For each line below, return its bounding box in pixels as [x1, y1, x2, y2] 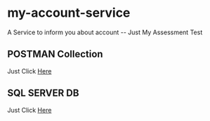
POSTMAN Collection [7, 48, 103, 60]
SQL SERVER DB [7, 87, 79, 99]
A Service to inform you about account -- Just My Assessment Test [7, 28, 203, 36]
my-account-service [7, 5, 131, 21]
